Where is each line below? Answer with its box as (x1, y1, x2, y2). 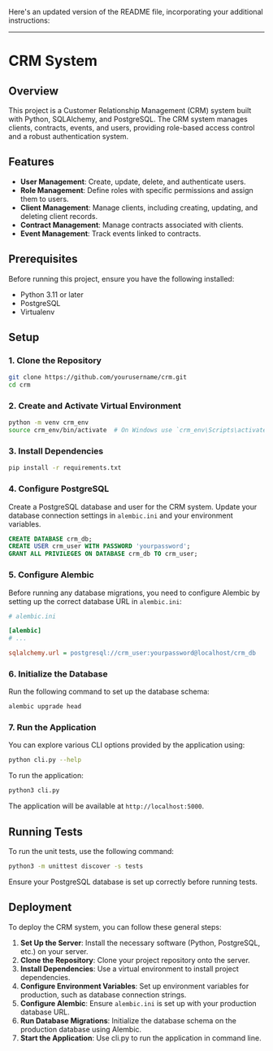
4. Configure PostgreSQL (8, 484, 110, 495)
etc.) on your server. (19, 946, 89, 956)
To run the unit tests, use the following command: (8, 847, 175, 856)
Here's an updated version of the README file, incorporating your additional (8, 7, 263, 16)
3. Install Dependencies (8, 445, 104, 457)
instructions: (8, 15, 50, 25)
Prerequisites (8, 252, 78, 266)
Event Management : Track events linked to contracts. (19, 228, 201, 239)
